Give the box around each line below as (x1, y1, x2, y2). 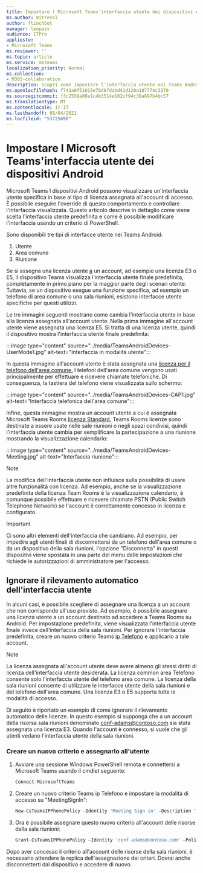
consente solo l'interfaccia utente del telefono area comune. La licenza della (6, 675, 196, 683)
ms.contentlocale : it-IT (6, 104, 69, 111)
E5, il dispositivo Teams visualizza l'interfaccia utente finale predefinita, (6, 274, 184, 281)
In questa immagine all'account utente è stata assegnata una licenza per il (6, 360, 191, 367)
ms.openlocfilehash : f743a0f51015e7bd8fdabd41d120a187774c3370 (6, 88, 169, 94)
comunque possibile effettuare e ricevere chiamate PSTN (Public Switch (6, 496, 186, 503)
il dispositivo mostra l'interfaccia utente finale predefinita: (6, 330, 149, 338)
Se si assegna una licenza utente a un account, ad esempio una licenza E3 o (6, 267, 196, 275)
